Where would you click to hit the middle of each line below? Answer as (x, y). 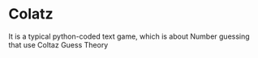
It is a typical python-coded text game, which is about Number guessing (129, 36)
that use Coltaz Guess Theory (58, 44)
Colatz (31, 14)
